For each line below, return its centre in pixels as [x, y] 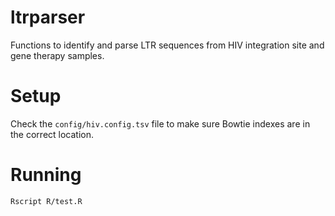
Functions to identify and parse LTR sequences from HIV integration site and [167, 45]
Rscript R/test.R [46, 201]
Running [46, 175]
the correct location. [52, 134]
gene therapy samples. [57, 55]
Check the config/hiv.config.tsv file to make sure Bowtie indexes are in [160, 123]
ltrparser [48, 17]
